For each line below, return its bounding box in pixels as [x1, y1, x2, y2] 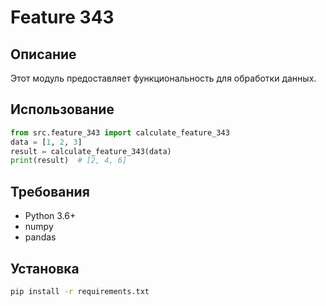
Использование [10, 101, 115, 118]
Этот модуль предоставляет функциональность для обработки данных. [10, 72, 317, 84]
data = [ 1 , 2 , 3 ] [10, 137, 83, 147]
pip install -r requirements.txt [10, 286, 150, 296]
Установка [10, 260, 80, 277]
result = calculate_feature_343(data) [10, 146, 172, 156]
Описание [10, 46, 77, 63]
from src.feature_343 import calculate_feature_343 [10, 127, 230, 138]
